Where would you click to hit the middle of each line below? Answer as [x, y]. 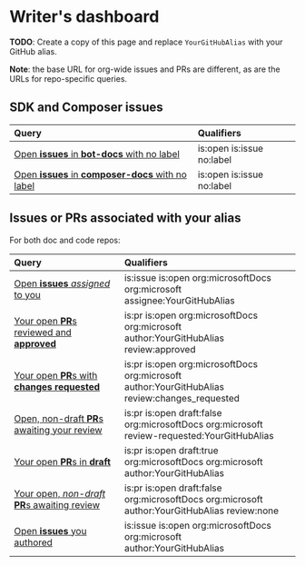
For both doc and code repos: [65, 240]
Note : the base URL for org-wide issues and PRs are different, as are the [145, 69]
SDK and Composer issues [86, 108]
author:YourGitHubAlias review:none [202, 511]
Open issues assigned [62, 283]
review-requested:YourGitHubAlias [199, 435]
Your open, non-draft [60, 493]
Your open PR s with [56, 375]
